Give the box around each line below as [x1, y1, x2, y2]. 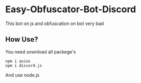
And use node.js [5, 72, 40, 78]
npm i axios [5, 59, 31, 64]
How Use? [5, 35, 38, 44]
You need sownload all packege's [5, 48, 76, 54]
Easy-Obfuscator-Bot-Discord [5, 4, 136, 15]
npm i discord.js [5, 63, 42, 68]
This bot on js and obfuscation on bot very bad [5, 20, 104, 26]
